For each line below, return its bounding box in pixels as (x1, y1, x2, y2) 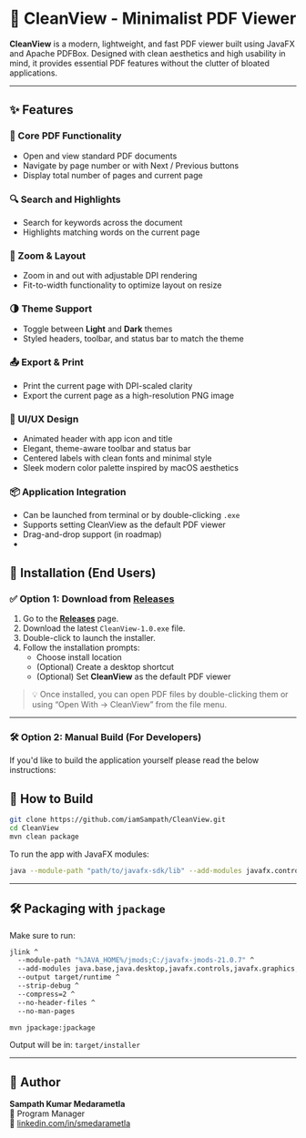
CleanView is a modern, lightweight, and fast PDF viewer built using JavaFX (9, 38, 295, 49)
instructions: (9, 765, 56, 776)
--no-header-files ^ (17, 998, 96, 1007)
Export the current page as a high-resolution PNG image (22, 390, 235, 401)
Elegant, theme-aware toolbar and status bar (22, 443, 191, 454)
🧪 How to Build (9, 791, 94, 807)
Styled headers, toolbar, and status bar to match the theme (22, 332, 244, 344)
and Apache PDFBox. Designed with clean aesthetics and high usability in (9, 47, 286, 58)
